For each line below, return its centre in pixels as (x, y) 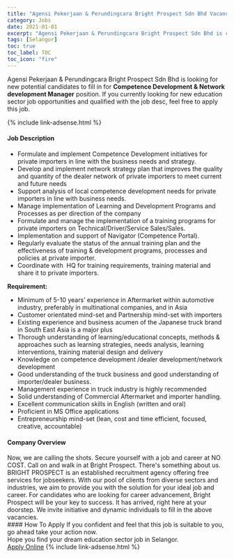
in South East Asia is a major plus (65, 329)
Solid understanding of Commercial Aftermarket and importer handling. (119, 396)
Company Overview (37, 442)
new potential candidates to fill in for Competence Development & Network (116, 86)
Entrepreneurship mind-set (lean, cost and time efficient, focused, (112, 418)
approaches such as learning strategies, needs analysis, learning (110, 344)
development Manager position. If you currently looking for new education (115, 94)
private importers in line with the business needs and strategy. (107, 161)
